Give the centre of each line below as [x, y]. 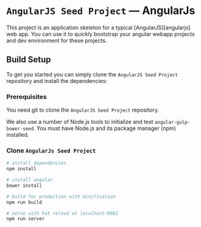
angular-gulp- [172, 123]
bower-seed [20, 129]
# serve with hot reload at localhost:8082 [62, 213]
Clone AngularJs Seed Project [51, 150]
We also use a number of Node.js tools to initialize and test [80, 122]
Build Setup [29, 59]
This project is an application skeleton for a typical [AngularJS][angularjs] [98, 27]
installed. [18, 135]
